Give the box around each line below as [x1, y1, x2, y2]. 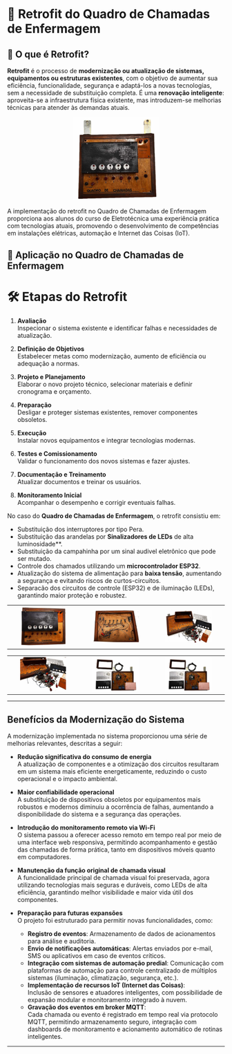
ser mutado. [17, 554, 52, 562]
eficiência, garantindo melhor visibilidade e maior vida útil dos [17, 888, 193, 897]
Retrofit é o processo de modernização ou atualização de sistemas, [7, 67, 204, 75]
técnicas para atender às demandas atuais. [7, 104, 130, 111]
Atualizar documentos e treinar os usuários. [17, 477, 142, 486]
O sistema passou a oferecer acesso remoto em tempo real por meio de [17, 830, 222, 839]
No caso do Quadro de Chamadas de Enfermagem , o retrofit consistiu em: [7, 511, 221, 520]
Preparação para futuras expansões [17, 908, 123, 917]
